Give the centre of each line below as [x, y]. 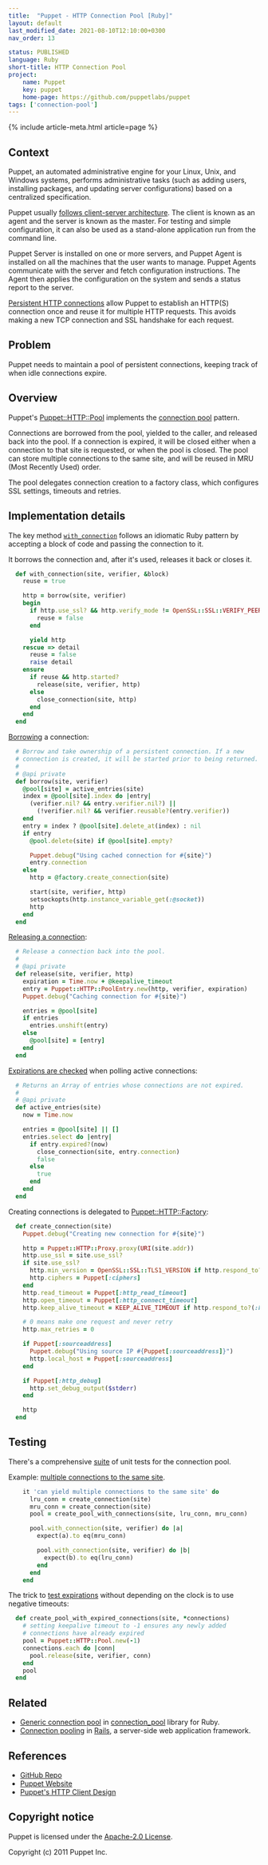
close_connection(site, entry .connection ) [108, 1152]
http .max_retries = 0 [58, 1330]
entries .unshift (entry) [69, 1026]
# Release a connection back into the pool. [91, 952]
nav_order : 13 [32, 38]
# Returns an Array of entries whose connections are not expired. [130, 1085]
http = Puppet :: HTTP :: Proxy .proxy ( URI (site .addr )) [108, 1248]
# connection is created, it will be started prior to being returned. [137, 759]
